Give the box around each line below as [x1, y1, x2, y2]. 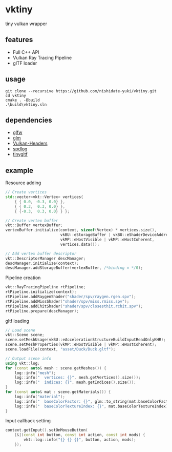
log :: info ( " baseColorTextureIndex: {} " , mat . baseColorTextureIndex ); [14, 404, 170, 409]
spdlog [12, 146, 28, 152]
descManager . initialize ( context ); [5, 261, 79, 266]
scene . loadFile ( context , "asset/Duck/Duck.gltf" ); [5, 347, 116, 352]
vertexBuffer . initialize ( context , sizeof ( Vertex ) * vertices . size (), [5, 227, 157, 233]
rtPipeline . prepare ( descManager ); [5, 308, 79, 313]
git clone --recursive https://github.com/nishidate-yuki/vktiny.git [5, 88, 157, 93]
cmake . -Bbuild [5, 97, 40, 103]
